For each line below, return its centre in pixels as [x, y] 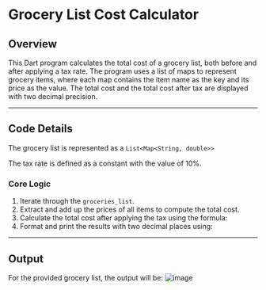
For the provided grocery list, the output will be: [86, 277]
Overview [33, 44]
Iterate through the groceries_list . [77, 201]
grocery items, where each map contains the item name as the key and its [129, 80]
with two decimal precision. [53, 96]
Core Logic [30, 184]
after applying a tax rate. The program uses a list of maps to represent [123, 71]
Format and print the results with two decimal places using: [116, 227]
